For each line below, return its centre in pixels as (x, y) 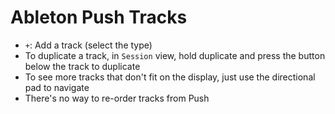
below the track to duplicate (82, 66)
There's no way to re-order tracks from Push (117, 98)
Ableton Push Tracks (99, 17)
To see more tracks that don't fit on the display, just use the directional (170, 77)
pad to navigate (57, 87)
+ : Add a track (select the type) (88, 45)
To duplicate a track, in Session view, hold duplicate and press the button (175, 55)
